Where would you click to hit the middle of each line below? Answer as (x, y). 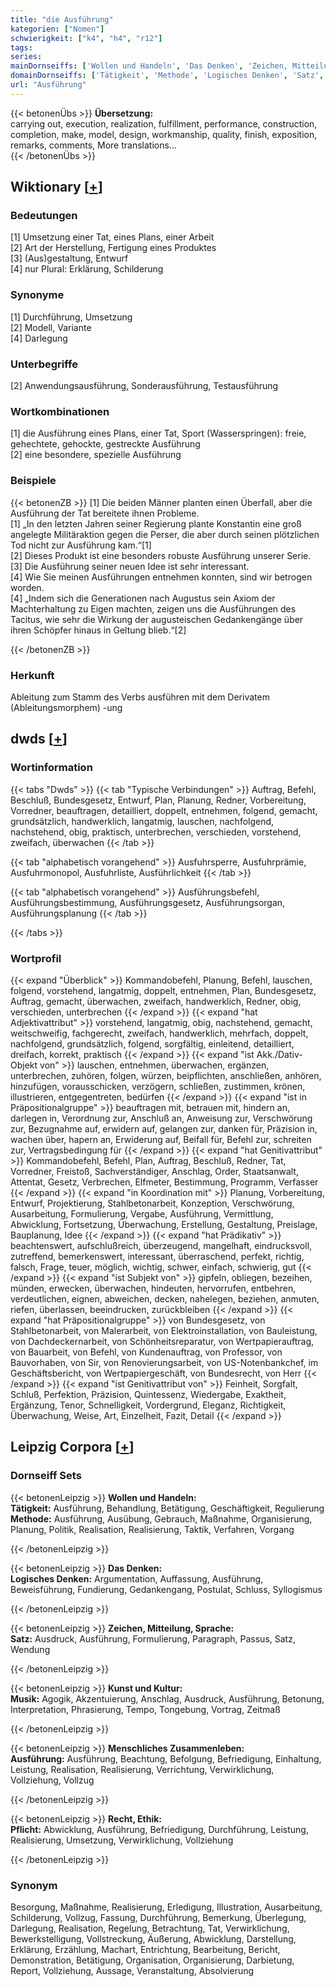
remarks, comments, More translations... (93, 145)
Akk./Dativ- (279, 1054)
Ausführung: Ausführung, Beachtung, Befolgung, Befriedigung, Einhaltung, (166, 1758)
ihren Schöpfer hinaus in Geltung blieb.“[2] (98, 630)
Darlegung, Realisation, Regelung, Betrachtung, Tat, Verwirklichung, (150, 1928)
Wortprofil (36, 958)
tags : (21, 47)
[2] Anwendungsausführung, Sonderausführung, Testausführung (144, 386)
